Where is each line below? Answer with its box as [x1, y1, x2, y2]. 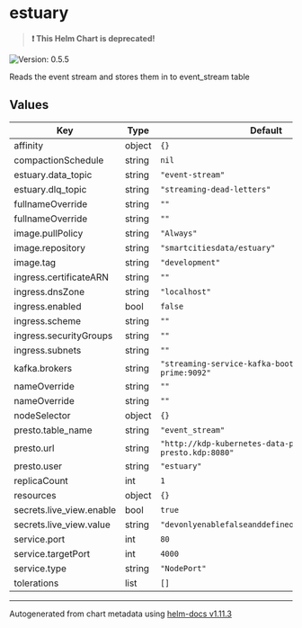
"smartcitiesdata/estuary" [160, 242, 276, 253]
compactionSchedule [13, 154, 104, 166]
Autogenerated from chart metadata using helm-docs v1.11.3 [9, 608, 232, 619]
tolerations [13, 577, 59, 589]
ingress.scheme [13, 314, 82, 327]
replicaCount [13, 474, 69, 487]
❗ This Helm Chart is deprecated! [31, 32, 155, 43]
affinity [13, 139, 43, 151]
